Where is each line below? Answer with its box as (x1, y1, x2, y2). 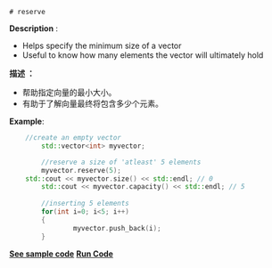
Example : (9, 116, 45, 126)
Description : (9, 23, 59, 34)
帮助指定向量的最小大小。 (21, 87, 117, 97)
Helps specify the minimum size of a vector (21, 40, 182, 51)
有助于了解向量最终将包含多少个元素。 (21, 98, 163, 109)
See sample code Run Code (9, 248, 114, 259)
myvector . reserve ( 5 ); (41, 166, 122, 175)
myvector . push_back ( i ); (72, 223, 162, 232)
